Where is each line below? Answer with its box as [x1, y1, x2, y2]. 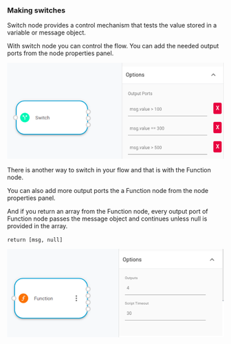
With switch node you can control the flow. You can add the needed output [7, 42, 219, 50]
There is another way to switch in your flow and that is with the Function [7, 165, 212, 174]
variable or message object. [7, 28, 86, 37]
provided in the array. [7, 221, 68, 230]
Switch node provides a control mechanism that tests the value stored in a [7, 21, 217, 30]
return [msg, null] [7, 236, 63, 243]
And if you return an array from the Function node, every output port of [7, 207, 208, 215]
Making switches [7, 6, 66, 15]
